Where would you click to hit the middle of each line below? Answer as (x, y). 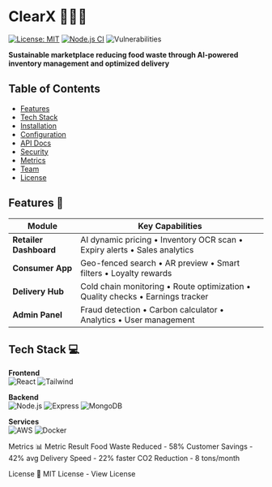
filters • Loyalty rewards (126, 273)
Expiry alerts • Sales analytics (137, 249)
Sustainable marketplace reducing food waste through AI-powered (123, 54)
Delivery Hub (38, 291)
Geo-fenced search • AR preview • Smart (160, 263)
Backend (23, 398)
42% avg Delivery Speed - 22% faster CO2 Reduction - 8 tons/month (124, 459)
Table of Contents (55, 89)
